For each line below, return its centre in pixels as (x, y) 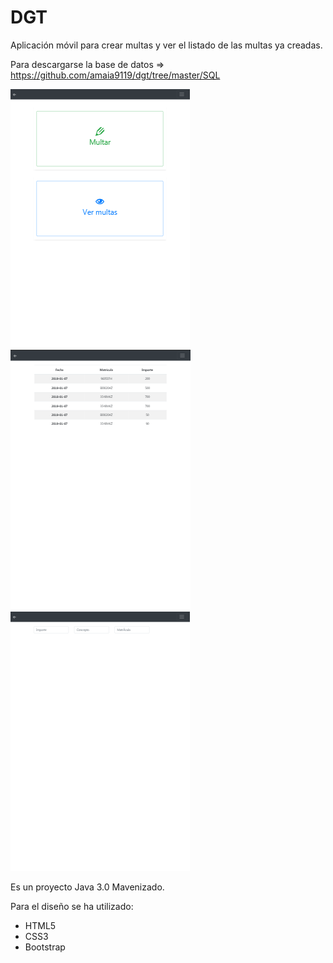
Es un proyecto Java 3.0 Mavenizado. (87, 887)
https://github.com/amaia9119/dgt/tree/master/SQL (115, 75)
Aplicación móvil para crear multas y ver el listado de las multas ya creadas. (166, 45)
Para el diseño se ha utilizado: (72, 906)
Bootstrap (45, 947)
